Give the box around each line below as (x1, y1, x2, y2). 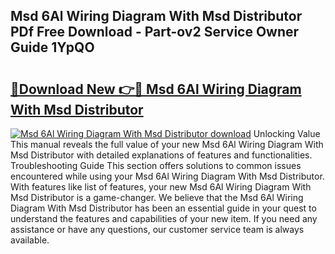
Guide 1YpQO (10, 39, 95, 56)
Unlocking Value (253, 128, 321, 139)
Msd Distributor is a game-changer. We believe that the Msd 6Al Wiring (10, 192, 304, 203)
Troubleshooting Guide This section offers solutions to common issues (10, 160, 302, 171)
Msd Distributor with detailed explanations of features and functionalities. (10, 149, 313, 161)
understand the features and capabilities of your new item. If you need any (10, 213, 318, 224)
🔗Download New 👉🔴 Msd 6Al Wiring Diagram (10, 80, 302, 98)
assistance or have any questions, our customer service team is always (10, 224, 305, 235)
